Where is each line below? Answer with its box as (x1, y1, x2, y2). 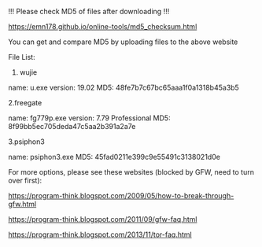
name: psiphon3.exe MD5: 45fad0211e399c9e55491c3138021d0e (8, 153, 220, 161)
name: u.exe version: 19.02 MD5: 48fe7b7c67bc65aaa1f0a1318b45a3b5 (8, 83, 240, 92)
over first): (8, 176, 42, 185)
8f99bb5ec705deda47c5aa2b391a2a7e (8, 122, 136, 131)
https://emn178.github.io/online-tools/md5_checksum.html (8, 22, 197, 31)
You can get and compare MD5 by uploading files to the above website (8, 37, 238, 46)
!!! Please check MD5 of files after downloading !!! (8, 7, 170, 16)
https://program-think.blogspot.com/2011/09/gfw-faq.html (8, 215, 197, 223)
